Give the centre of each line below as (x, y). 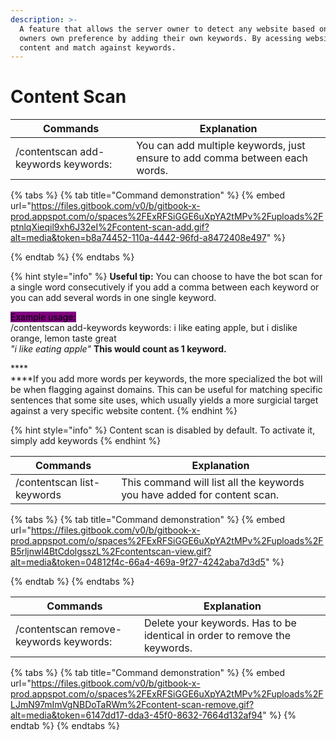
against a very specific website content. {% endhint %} (124, 411)
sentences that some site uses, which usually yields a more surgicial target (164, 400)
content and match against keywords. (98, 47)
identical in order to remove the (217, 636)
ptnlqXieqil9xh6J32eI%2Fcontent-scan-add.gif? (110, 227)
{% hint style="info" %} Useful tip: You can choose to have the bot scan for (166, 277)
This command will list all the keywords (213, 483)
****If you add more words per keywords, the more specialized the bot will (166, 379)
